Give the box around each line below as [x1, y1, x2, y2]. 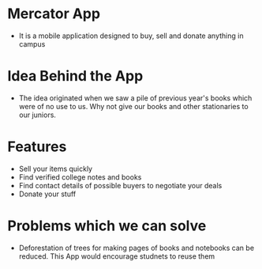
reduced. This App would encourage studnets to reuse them [18, 251, 215, 261]
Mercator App [7, 5, 100, 23]
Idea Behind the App [7, 67, 144, 85]
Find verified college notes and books [18, 172, 142, 182]
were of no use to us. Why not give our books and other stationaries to [18, 101, 249, 111]
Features [7, 138, 67, 156]
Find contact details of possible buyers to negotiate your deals [18, 180, 223, 190]
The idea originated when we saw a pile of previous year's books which [18, 93, 253, 103]
